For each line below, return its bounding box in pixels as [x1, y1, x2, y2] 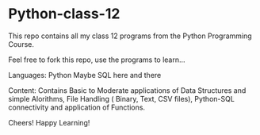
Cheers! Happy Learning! [8, 118, 90, 127]
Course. [8, 39, 34, 48]
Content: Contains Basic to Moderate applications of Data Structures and [8, 85, 247, 95]
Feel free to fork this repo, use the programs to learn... [8, 55, 185, 64]
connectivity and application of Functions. [8, 102, 145, 112]
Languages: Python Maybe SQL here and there [8, 70, 162, 79]
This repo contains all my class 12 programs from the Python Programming [8, 31, 252, 40]
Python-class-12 [8, 5, 120, 23]
